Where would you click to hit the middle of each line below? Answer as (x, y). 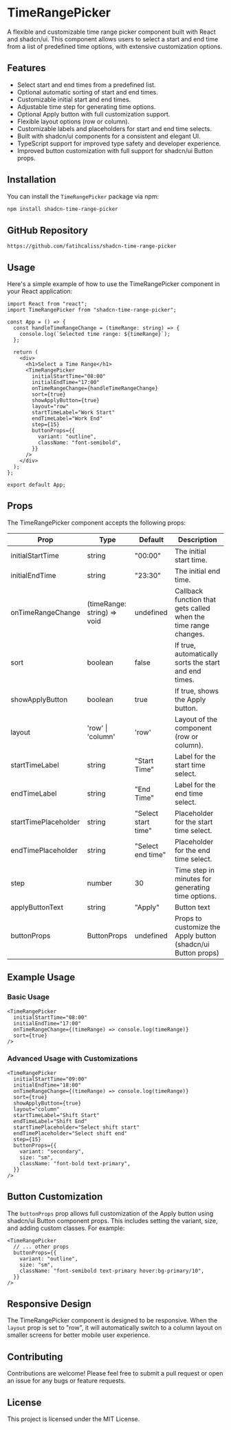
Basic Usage (29, 997)
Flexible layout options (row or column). (73, 121)
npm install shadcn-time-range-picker (63, 209)
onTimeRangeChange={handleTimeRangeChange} (95, 389)
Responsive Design (49, 1304)
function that (196, 599)
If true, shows (197, 691)
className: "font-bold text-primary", (75, 1163)
